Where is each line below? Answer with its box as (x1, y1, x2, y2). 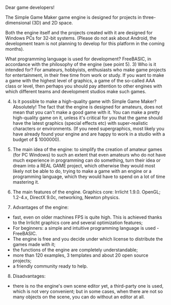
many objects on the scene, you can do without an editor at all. (12, 294, 145, 300)
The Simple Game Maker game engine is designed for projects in (5, 14, 142, 20)
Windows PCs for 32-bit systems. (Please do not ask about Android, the (5, 35, 157, 41)
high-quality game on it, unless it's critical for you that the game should (12, 115, 163, 121)
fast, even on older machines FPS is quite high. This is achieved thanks (12, 214, 162, 220)
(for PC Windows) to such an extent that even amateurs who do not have (12, 152, 166, 158)
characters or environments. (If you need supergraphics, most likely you (12, 125, 165, 132)
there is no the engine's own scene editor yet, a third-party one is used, (12, 283, 164, 289)
